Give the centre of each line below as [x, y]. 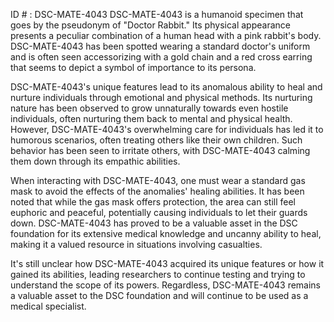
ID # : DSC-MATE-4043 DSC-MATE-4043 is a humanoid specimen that [157, 14]
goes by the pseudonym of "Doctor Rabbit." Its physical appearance [150, 25]
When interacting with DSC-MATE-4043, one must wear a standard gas [158, 180]
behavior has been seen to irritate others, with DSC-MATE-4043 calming [160, 150]
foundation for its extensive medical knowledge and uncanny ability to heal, [166, 233]
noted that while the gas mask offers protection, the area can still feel [153, 202]
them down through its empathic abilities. [95, 161]
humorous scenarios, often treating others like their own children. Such [156, 140]
